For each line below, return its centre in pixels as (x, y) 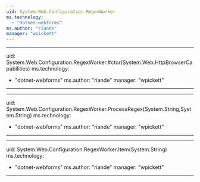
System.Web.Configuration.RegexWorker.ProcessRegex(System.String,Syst (99, 109)
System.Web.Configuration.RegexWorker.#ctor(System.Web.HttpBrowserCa (99, 62)
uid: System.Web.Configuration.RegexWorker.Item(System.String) (87, 149)
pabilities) (18, 69)
